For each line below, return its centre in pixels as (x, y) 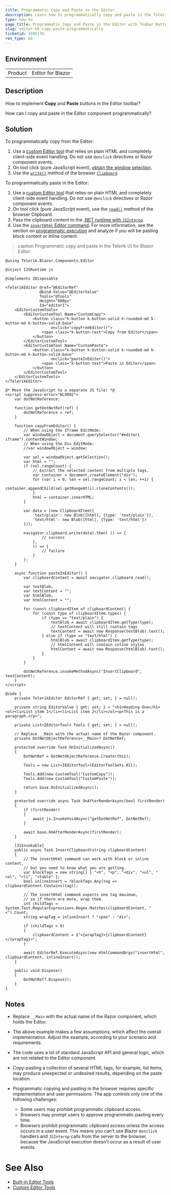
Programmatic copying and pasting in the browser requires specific (83, 1089)
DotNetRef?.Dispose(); (48, 980)
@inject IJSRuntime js (29, 270)
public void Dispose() (38, 971)
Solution (19, 129)
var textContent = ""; (48, 591)
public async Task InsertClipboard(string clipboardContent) (80, 850)
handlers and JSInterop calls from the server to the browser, (83, 1136)
